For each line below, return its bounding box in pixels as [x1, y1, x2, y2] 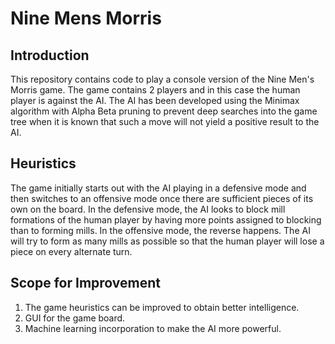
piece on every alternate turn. [10, 245, 133, 257]
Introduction [10, 47, 90, 64]
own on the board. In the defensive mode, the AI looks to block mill [10, 203, 286, 215]
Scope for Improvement [10, 275, 162, 292]
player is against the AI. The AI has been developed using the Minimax [10, 95, 300, 106]
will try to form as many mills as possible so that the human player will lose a [10, 235, 325, 247]
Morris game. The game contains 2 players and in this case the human [10, 84, 301, 96]
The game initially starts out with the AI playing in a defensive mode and [10, 182, 307, 194]
